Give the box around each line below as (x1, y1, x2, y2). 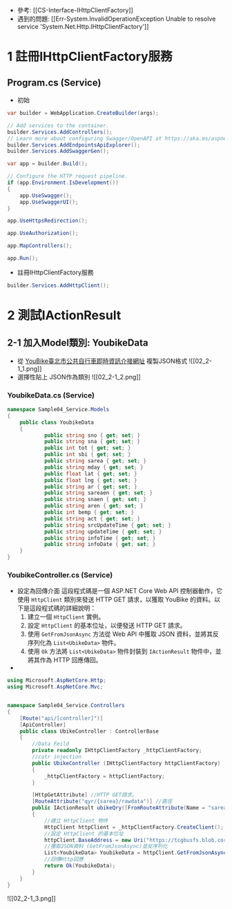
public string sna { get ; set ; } (43, 438, 140, 445)
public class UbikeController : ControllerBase (19, 728, 159, 735)
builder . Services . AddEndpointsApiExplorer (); (7, 141, 140, 149)
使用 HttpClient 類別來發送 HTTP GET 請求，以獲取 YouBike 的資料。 (17, 595, 215, 603)
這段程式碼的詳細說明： (29, 604, 97, 612)
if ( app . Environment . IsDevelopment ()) (7, 179, 119, 186)
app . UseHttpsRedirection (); (7, 217, 88, 225)
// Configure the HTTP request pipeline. (7, 173, 128, 180)
